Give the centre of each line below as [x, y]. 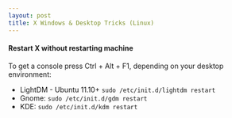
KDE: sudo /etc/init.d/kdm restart [79, 106]
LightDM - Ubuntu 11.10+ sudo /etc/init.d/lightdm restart [118, 89]
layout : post [30, 15]
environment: [30, 74]
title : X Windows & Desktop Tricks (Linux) [81, 23]
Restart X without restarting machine [71, 48]
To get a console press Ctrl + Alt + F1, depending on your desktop [116, 66]
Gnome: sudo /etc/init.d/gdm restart [83, 98]
